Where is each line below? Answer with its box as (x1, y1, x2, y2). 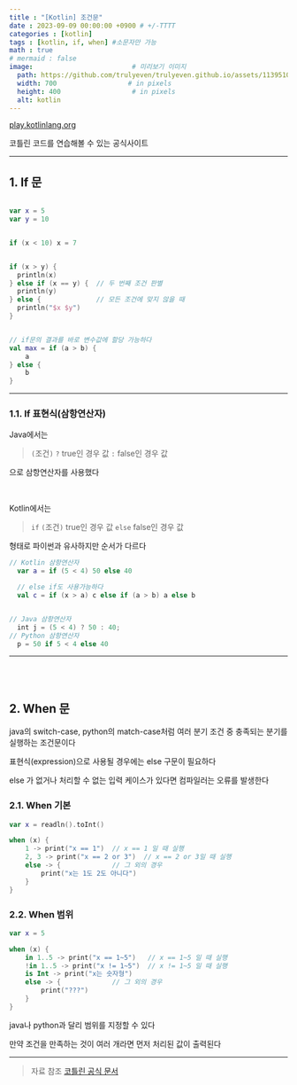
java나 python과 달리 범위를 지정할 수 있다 (9, 1019, 156, 1030)
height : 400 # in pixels (17, 87, 176, 96)
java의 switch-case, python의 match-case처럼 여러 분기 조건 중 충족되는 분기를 (9, 726, 288, 737)
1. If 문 (9, 175, 42, 190)
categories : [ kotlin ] (9, 29, 93, 38)
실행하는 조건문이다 (9, 738, 76, 748)
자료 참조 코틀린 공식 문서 (30, 1065, 119, 1076)
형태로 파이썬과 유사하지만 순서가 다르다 (9, 541, 147, 551)
